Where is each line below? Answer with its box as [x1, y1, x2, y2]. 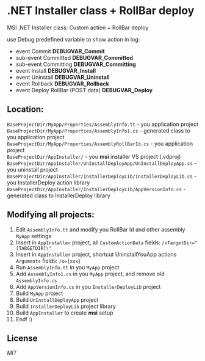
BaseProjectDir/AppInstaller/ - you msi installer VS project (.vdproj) [7, 153, 181, 160]
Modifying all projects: [7, 210, 95, 220]
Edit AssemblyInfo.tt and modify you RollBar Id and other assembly [15, 225, 185, 233]
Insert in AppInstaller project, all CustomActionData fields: [15, 239, 161, 246]
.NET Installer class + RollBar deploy [7, 4, 195, 18]
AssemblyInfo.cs [15, 277, 57, 284]
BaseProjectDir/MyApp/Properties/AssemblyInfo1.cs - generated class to [7, 126, 191, 134]
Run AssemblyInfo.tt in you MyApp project [15, 263, 120, 271]
